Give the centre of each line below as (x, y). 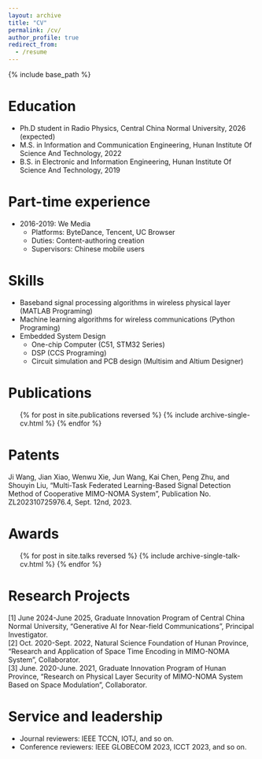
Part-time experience (79, 202)
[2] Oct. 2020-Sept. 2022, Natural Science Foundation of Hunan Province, (129, 642)
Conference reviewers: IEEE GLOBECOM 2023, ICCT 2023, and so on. (133, 746)
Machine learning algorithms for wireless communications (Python (127, 319)
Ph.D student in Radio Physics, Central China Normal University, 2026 (133, 128)
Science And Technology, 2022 (70, 153)
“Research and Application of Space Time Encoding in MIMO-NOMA (119, 651)
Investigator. (28, 634)
